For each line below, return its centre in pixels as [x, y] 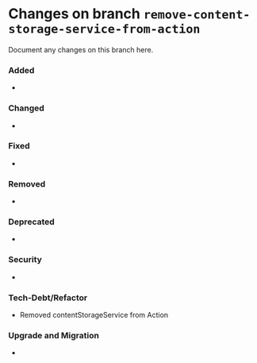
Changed [27, 108]
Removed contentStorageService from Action [94, 315]
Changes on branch [75, 14]
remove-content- [197, 15]
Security [25, 260]
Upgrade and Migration [54, 335]
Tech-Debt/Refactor [48, 297]
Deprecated [32, 222]
